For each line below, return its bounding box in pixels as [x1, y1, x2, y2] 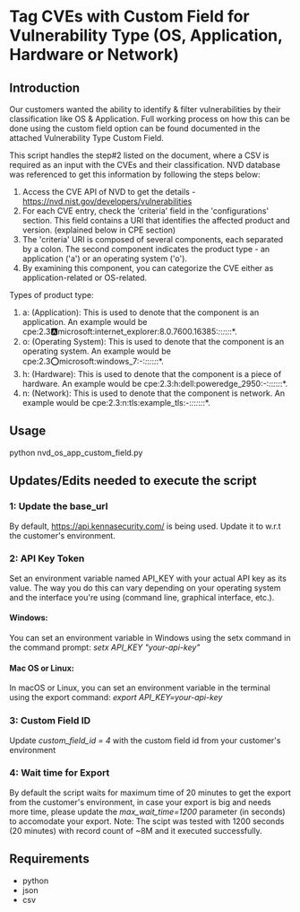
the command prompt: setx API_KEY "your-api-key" [9, 642, 201, 653]
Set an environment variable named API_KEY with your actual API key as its [9, 573, 287, 583]
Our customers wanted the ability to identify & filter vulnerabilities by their [9, 104, 281, 114]
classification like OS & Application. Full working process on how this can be [9, 114, 291, 124]
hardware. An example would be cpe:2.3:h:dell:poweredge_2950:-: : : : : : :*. [21, 379, 288, 389]
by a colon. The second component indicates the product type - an [21, 244, 270, 254]
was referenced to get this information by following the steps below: [9, 169, 261, 180]
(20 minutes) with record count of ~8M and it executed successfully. [9, 825, 262, 836]
